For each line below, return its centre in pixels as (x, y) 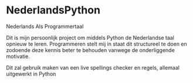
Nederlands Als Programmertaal (45, 26)
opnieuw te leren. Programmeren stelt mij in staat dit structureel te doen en (97, 44)
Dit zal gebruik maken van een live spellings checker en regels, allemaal (93, 67)
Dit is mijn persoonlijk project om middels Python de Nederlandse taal (90, 37)
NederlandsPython (53, 10)
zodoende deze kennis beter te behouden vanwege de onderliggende (90, 50)
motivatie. (18, 56)
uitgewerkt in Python (31, 74)
